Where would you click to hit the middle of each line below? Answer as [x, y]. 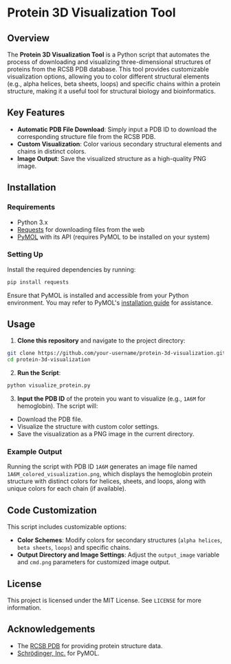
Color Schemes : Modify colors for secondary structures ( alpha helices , [119, 540]
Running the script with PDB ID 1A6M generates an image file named [102, 467]
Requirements [31, 207]
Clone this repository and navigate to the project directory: [101, 341]
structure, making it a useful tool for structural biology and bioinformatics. [112, 91]
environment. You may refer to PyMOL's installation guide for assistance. [110, 302]
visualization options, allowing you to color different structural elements [108, 76]
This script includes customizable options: [67, 527]
